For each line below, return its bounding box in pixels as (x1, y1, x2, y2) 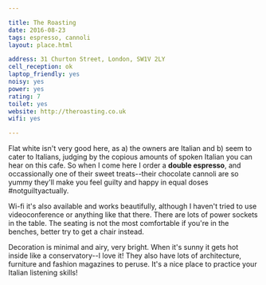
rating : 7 (8, 93, 41, 101)
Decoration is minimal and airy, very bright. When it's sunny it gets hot (8, 243, 239, 252)
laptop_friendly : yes (8, 70, 80, 78)
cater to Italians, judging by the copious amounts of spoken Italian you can (8, 152, 253, 162)
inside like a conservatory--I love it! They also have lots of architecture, (8, 251, 241, 260)
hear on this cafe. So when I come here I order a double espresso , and (8, 160, 241, 170)
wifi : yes (8, 115, 41, 123)
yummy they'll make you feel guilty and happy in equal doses (8, 177, 209, 188)
